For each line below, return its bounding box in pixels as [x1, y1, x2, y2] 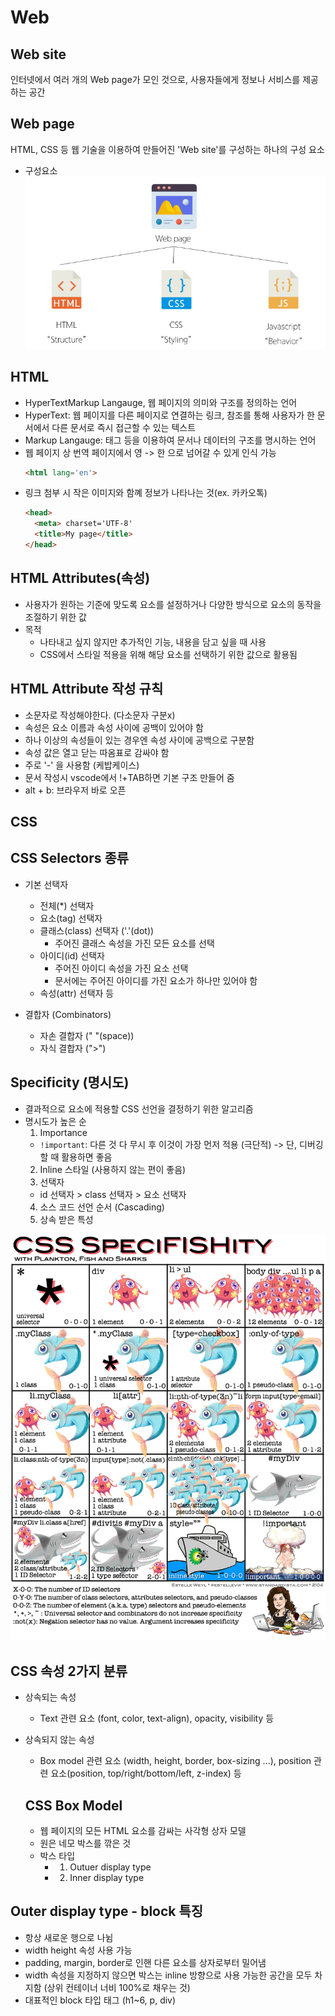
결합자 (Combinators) [24, 1008, 112, 1020]
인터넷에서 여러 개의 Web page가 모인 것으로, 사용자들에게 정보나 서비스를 [10, 74, 301, 85]
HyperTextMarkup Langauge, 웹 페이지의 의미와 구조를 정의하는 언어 [24, 396, 298, 408]
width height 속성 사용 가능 [24, 1944, 133, 1956]
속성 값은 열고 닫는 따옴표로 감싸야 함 [24, 746, 170, 758]
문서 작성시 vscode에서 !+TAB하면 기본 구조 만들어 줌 [24, 771, 235, 783]
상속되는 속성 [24, 1691, 77, 1703]
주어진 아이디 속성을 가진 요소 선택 [54, 962, 189, 974]
